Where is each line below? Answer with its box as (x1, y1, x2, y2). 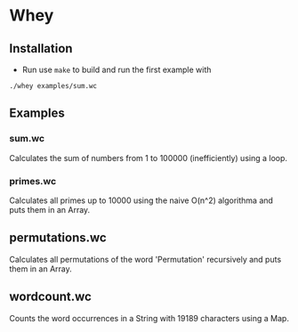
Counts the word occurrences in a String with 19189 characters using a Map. (9, 312, 289, 323)
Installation (9, 41, 73, 56)
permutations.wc (9, 231, 107, 246)
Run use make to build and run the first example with (21, 64, 212, 75)
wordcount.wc (9, 289, 92, 304)
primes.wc (9, 174, 57, 187)
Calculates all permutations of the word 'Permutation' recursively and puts (9, 254, 282, 264)
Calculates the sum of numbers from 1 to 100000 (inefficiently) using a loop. (9, 152, 287, 163)
